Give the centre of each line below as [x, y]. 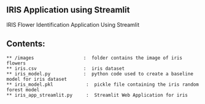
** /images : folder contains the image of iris [95, 58]
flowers [16, 63]
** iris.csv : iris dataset [65, 68]
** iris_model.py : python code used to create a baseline [100, 74]
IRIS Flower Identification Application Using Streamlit [73, 24]
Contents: [26, 44]
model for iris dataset [37, 79]
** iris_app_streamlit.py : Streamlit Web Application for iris [97, 95]
